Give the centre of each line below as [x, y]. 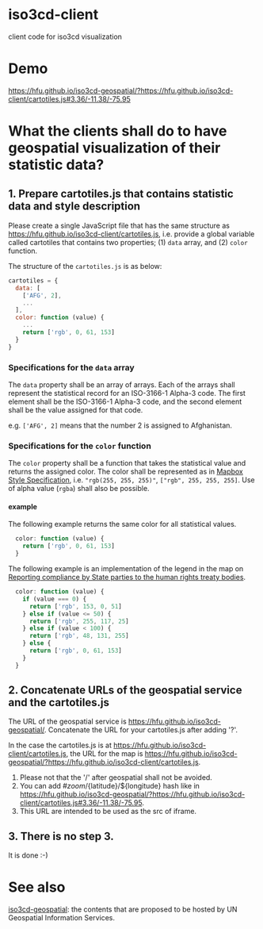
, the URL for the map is [105, 754]
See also [37, 887]
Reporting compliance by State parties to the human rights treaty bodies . [127, 578]
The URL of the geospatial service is [67, 722]
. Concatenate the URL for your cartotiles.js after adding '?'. [141, 730]
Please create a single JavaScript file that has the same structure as [119, 225]
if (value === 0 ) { [55, 599]
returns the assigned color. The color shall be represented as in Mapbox [126, 472]
